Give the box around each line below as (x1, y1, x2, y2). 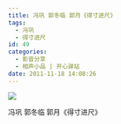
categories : (8, 48, 47, 56)
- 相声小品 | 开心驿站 (15, 63, 80, 71)
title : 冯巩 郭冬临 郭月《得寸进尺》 (8, 11, 116, 20)
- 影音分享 (15, 56, 46, 64)
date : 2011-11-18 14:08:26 (8, 70, 97, 78)
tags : (8, 19, 26, 27)
